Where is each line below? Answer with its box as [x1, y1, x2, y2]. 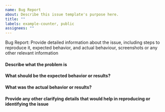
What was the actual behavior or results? [5, 84, 92, 90]
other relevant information [5, 50, 59, 56]
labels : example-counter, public [5, 21, 75, 26]
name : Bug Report [5, 7, 41, 12]
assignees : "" [5, 26, 35, 31]
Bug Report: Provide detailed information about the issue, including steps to [5, 39, 160, 45]
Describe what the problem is [5, 61, 67, 67]
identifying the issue [5, 101, 49, 107]
